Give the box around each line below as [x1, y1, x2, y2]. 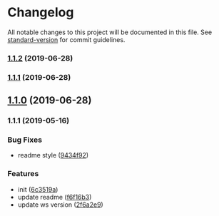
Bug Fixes [7, 135, 43, 145]
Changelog [7, 4, 74, 21]
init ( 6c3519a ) [17, 185, 58, 193]
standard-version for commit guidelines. [7, 35, 126, 43]
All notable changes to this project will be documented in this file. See [7, 28, 213, 36]
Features [7, 169, 39, 179]
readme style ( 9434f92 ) [17, 151, 89, 160]
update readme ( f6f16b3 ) [17, 192, 92, 201]
